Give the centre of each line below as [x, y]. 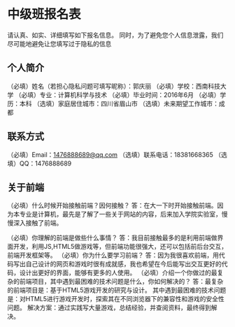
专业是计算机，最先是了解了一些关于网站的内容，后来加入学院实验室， [120, 215]
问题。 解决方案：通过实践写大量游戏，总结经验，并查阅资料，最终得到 [109, 307]
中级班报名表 [44, 14]
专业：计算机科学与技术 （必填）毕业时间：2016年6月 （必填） [130, 94]
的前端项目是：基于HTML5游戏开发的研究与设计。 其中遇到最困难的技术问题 [117, 290]
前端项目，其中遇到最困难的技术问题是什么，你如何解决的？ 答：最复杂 [121, 282]
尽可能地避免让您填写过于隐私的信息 [59, 43]
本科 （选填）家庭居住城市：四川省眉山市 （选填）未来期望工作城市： [119, 103]
